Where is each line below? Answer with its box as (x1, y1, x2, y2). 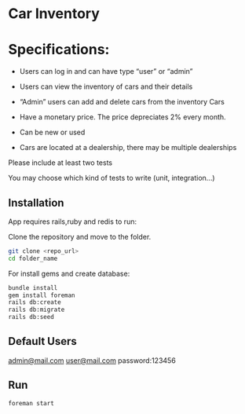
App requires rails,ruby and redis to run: (8, 217, 137, 226)
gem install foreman (8, 291, 76, 299)
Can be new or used (19, 127, 86, 137)
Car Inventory (8, 5, 101, 23)
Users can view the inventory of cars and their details (19, 82, 193, 91)
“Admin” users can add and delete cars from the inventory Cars (19, 97, 225, 107)
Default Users (8, 335, 77, 348)
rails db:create (8, 299, 61, 306)
